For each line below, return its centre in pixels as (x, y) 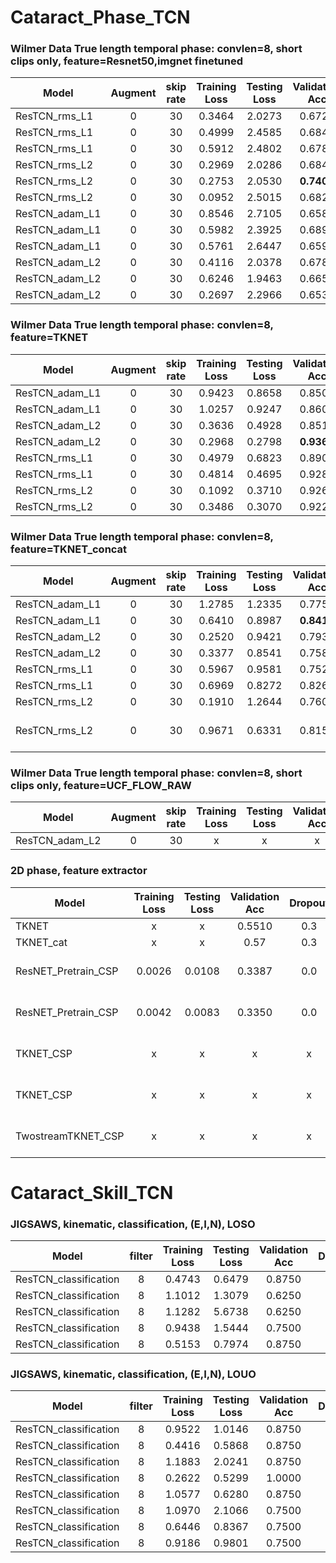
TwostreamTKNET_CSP (70, 1136)
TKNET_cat (41, 942)
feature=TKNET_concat (69, 549)
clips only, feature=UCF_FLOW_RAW (101, 785)
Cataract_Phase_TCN (100, 17)
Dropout (309, 903)
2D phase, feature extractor (79, 871)
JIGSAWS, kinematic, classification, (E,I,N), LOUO (133, 1374)
